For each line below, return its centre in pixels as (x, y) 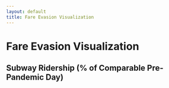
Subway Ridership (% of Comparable (76, 68)
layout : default (26, 12)
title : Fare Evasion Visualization (50, 17)
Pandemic (25, 77)
